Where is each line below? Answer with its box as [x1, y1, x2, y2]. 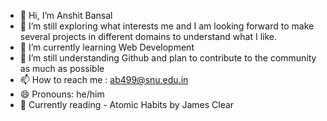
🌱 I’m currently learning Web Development [19, 41, 195, 53]
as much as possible [19, 63, 105, 74]
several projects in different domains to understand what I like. [19, 31, 277, 42]
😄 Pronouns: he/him [19, 88, 105, 100]
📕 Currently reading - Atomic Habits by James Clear [19, 99, 235, 110]
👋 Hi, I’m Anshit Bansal [19, 10, 113, 21]
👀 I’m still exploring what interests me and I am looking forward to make [19, 20, 315, 32]
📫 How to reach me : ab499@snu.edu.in [19, 74, 189, 85]
